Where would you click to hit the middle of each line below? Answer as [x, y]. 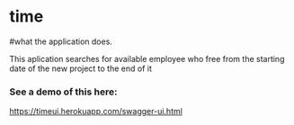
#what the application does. [61, 41]
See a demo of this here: [63, 92]
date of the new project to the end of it [81, 68]
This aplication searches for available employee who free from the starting [147, 58]
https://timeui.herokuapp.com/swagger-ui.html [96, 112]
